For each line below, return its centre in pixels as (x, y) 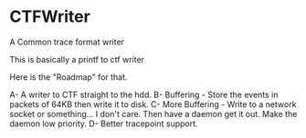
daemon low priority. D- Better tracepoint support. (104, 123)
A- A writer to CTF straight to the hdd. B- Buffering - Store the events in (144, 94)
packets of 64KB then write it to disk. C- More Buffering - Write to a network (153, 104)
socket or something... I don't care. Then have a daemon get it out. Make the (153, 113)
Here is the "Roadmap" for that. (69, 77)
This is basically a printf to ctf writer (77, 59)
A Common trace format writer (67, 42)
